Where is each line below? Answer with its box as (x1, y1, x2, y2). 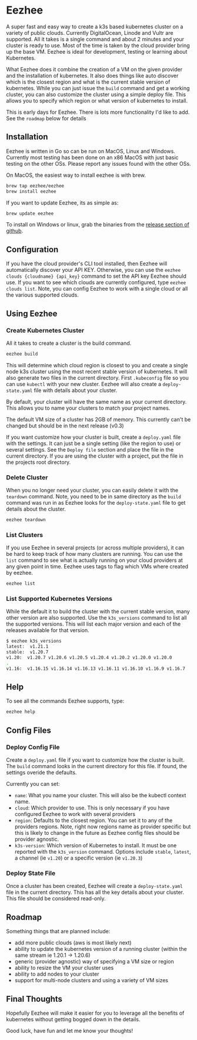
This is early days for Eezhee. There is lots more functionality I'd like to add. (6, 108, 190, 116)
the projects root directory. (6, 458, 71, 466)
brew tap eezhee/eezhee (6, 183, 65, 189)
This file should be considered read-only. (6, 895, 106, 902)
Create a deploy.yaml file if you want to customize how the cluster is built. (6, 756, 185, 763)
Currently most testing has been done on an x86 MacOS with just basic (6, 154, 179, 161)
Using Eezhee (6, 308, 58, 318)
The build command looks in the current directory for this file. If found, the (6, 763, 187, 770)
